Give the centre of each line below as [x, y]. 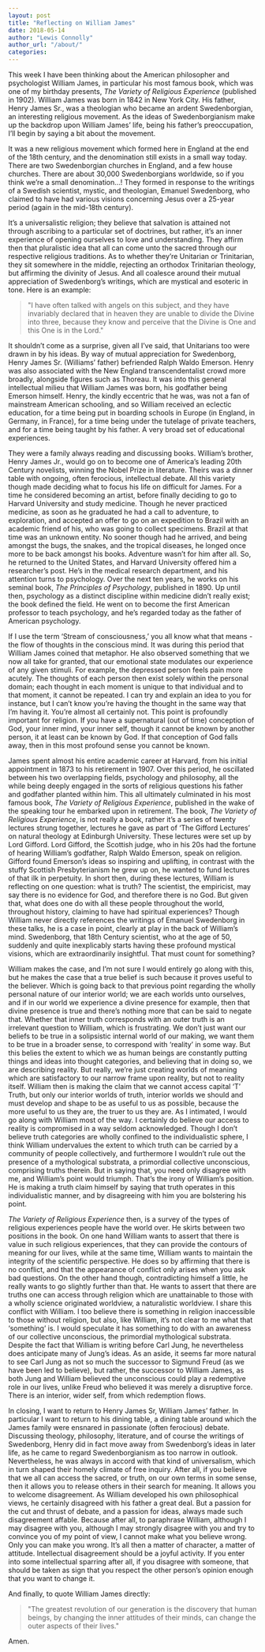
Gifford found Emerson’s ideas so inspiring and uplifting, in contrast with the [131, 861]
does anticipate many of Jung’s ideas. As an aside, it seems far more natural [132, 1354]
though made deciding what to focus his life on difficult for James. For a [125, 487]
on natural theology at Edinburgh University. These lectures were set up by [130, 836]
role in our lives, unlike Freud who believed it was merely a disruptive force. [131, 1387]
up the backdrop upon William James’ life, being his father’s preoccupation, [131, 125]
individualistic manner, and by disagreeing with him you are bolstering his [127, 1196]
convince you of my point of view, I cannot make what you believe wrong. [127, 1536]
